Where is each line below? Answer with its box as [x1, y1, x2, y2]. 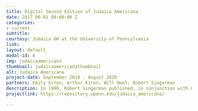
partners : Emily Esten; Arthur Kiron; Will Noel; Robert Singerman [6, 80, 176, 86]
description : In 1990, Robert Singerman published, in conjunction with [6, 86, 189, 92]
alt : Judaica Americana [6, 69, 65, 75]
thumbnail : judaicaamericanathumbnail [6, 63, 101, 70]
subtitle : [6, 31, 31, 37]
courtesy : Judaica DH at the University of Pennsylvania [6, 36, 149, 42]
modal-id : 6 [6, 53, 35, 58]
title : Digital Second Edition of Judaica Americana [6, 8, 138, 15]
